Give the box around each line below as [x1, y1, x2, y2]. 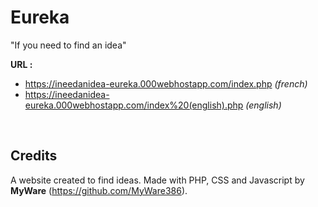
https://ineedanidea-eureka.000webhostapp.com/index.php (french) [24, 77, 308, 90]
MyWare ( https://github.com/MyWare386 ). [10, 184, 188, 196]
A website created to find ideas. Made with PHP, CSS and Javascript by [10, 174, 305, 186]
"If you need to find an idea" [10, 39, 127, 51]
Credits [10, 147, 58, 165]
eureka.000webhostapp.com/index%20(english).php [24, 99, 244, 111]
